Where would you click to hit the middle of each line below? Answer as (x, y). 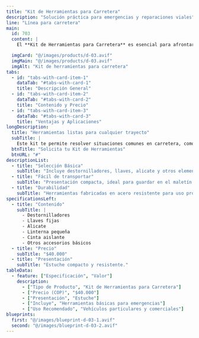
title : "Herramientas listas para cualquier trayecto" (81, 133)
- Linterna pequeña (46, 232)
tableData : (20, 270)
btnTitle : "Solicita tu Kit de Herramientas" (69, 149)
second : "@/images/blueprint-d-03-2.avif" (65, 326)
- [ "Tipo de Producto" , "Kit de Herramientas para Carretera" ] (102, 287)
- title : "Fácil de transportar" (53, 177)
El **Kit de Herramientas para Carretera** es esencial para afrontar (106, 45)
